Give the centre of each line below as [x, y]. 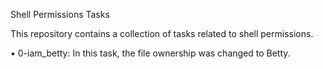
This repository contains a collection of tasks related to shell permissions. [162, 33]
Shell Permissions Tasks [60, 14]
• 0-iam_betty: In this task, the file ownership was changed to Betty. [150, 53]
